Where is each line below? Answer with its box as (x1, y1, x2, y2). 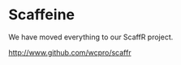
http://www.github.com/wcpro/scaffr (8, 47, 131, 57)
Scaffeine (8, 6, 75, 24)
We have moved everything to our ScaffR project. (8, 32, 174, 42)
